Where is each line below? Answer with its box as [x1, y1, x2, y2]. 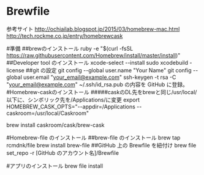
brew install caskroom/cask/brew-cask [6, 121, 105, 128]
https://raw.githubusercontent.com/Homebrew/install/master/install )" [6, 51, 181, 59]
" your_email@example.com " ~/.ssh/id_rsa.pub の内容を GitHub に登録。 [6, 81, 189, 88]
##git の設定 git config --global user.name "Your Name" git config [25, 66, 192, 74]
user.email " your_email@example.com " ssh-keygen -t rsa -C [23, 73, 176, 81]
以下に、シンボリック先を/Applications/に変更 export [6, 96, 140, 103]
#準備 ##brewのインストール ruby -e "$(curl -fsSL [6, 45, 134, 52]
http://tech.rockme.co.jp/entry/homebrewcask [6, 32, 123, 39]
